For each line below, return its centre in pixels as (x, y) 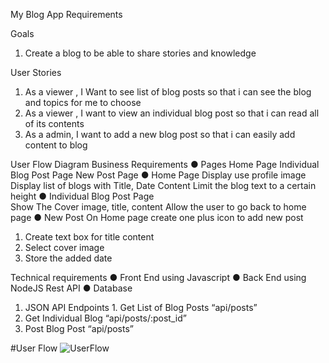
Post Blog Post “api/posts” (79, 328)
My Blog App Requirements (66, 14)
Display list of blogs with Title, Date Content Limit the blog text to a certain (163, 185)
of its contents (54, 123)
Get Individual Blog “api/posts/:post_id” (105, 318)
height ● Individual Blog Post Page (82, 196)
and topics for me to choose (83, 102)
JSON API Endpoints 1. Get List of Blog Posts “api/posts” (141, 307)
